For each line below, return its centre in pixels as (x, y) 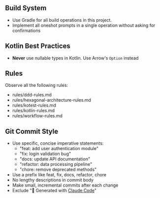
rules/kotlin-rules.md (33, 111)
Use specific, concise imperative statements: (58, 143)
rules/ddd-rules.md (32, 95)
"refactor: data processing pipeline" (56, 164)
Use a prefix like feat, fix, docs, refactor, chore (59, 175)
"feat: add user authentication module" (59, 149)
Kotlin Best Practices (38, 46)
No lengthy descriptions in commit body (53, 180)
